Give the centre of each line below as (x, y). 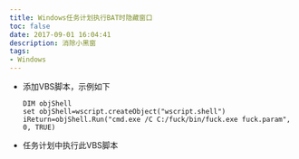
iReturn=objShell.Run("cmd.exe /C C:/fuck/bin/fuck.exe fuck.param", (157, 119)
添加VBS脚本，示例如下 (66, 86)
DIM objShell (47, 104)
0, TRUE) (39, 127)
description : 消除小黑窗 (53, 43)
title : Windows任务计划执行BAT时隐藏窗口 (81, 18)
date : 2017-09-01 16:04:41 (60, 34)
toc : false (30, 26)
